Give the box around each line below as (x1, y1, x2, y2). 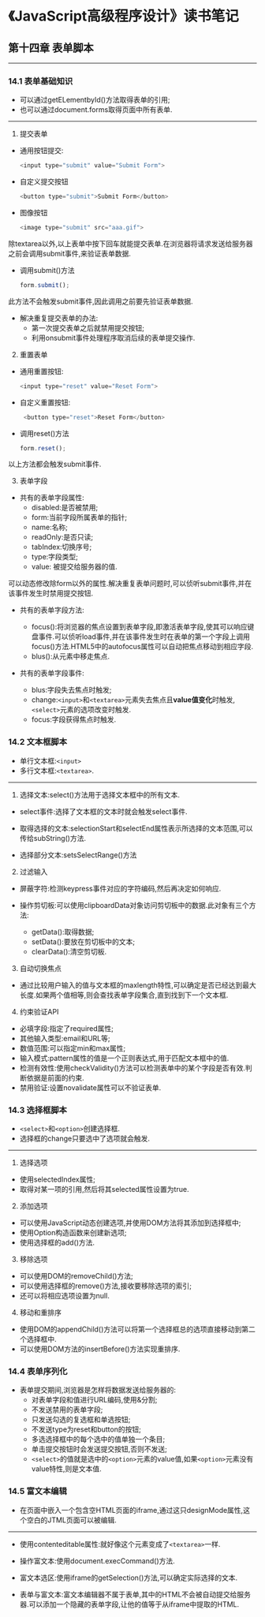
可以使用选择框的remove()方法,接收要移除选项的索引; (19, 1281, 192, 1290)
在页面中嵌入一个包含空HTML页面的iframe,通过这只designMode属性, (19, 1505, 244, 1514)
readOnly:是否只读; (31, 532, 93, 542)
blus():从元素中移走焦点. (31, 652, 110, 661)
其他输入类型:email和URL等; (19, 1033, 110, 1043)
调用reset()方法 (19, 428, 69, 438)
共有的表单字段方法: (19, 605, 84, 615)
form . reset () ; (19, 444, 66, 452)
